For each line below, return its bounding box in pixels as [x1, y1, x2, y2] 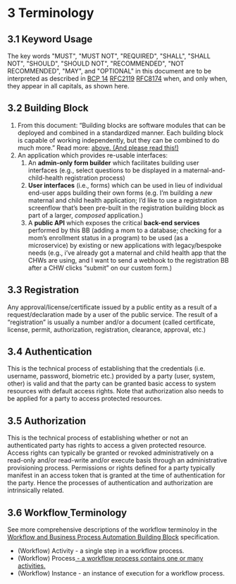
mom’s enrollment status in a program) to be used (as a [27, 233, 189, 242]
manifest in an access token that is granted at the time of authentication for [7, 471, 225, 479]
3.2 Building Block [7, 102, 89, 114]
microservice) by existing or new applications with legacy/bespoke [27, 241, 222, 249]
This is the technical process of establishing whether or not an [7, 434, 189, 442]
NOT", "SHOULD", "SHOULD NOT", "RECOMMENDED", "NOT [7, 59, 185, 68]
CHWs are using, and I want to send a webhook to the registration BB [27, 256, 229, 264]
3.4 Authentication [7, 346, 92, 358]
